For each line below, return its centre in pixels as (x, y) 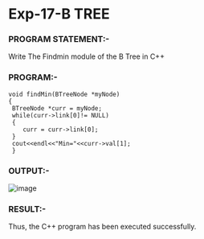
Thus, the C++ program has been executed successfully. (102, 227)
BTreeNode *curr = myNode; (57, 108)
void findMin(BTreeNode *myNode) (64, 94)
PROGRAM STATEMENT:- (59, 39)
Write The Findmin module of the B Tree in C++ (86, 56)
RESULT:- (27, 209)
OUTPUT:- (29, 171)
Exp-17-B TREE (59, 14)
